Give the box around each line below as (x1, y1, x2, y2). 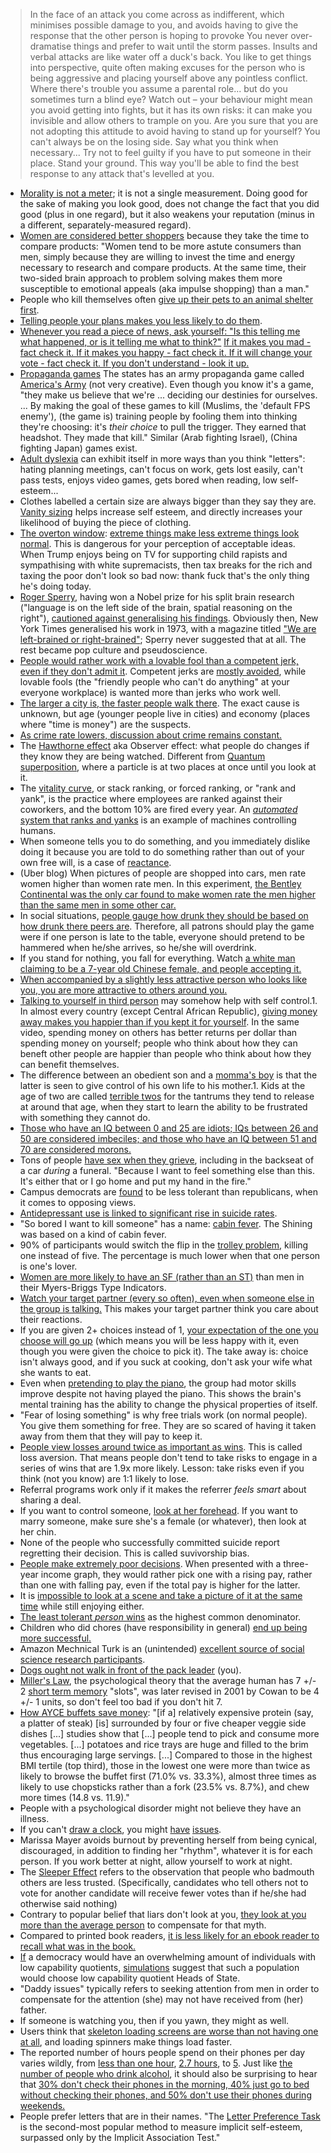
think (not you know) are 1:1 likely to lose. (19, 1473, 190, 1484)
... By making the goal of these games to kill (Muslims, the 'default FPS (19, 400, 311, 411)
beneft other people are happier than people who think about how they (19, 1048, 312, 1059)
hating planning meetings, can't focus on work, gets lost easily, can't (19, 464, 304, 475)
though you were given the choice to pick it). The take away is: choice (19, 1345, 309, 1357)
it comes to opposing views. (19, 1197, 137, 1208)
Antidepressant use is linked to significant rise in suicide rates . (19, 1207, 278, 1219)
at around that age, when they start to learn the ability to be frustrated (19, 1101, 308, 1113)
